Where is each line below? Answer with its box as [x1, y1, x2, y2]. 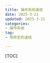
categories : [5, 21, 30, 26]
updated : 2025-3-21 [5, 16, 46, 21]
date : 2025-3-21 [5, 12, 39, 17]
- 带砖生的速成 [5, 35, 32, 40]
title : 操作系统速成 [5, 7, 43, 12]
